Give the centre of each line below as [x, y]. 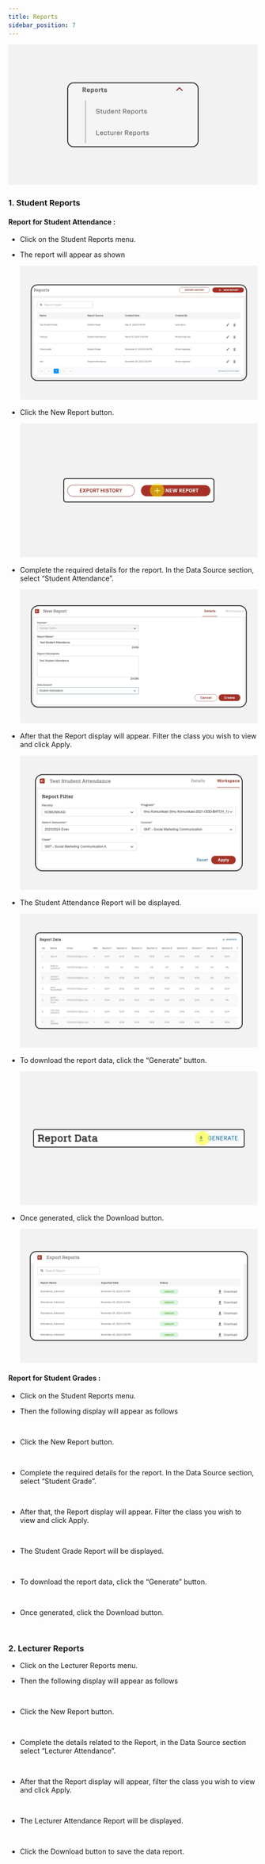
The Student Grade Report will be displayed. [92, 1551]
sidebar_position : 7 [42, 25]
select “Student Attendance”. [67, 578]
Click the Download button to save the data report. [102, 1851]
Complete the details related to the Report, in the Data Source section [133, 1743]
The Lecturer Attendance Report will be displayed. [101, 1821]
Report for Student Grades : [55, 1378]
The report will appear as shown [72, 255]
